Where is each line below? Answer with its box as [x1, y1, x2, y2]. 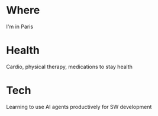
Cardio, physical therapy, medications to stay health [6, 63, 133, 70]
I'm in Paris [6, 23, 34, 30]
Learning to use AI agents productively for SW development [6, 103, 152, 110]
